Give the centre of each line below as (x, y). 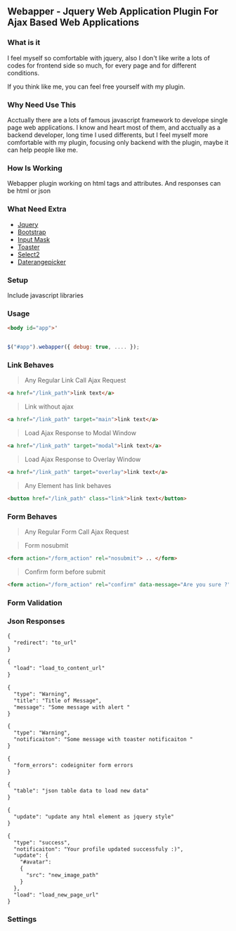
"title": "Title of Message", (58, 700)
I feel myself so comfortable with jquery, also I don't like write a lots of (109, 58)
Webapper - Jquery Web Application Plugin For (113, 12)
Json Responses (36, 622)
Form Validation (35, 603)
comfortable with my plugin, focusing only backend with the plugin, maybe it (118, 142)
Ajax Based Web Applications (73, 23)
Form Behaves (32, 516)
